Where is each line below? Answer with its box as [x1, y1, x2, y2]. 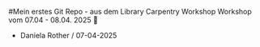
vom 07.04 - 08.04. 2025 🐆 [8, 15, 99, 25]
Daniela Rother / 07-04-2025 [19, 31, 117, 40]
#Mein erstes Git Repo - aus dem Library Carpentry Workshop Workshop [8, 7, 253, 16]
